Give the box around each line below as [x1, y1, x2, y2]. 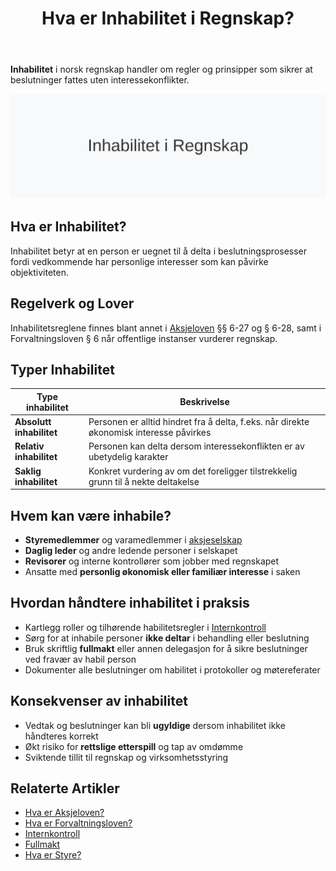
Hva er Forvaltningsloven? [24, 817, 133, 829]
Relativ [14, 440, 45, 452]
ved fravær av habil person [24, 653, 137, 665]
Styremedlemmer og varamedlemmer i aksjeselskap [24, 534, 243, 546]
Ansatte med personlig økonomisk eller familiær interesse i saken [24, 566, 301, 578]
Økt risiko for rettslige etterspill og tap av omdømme [24, 740, 244, 752]
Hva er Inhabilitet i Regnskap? [41, 7, 295, 30]
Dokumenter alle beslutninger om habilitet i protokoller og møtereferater [24, 663, 321, 676]
